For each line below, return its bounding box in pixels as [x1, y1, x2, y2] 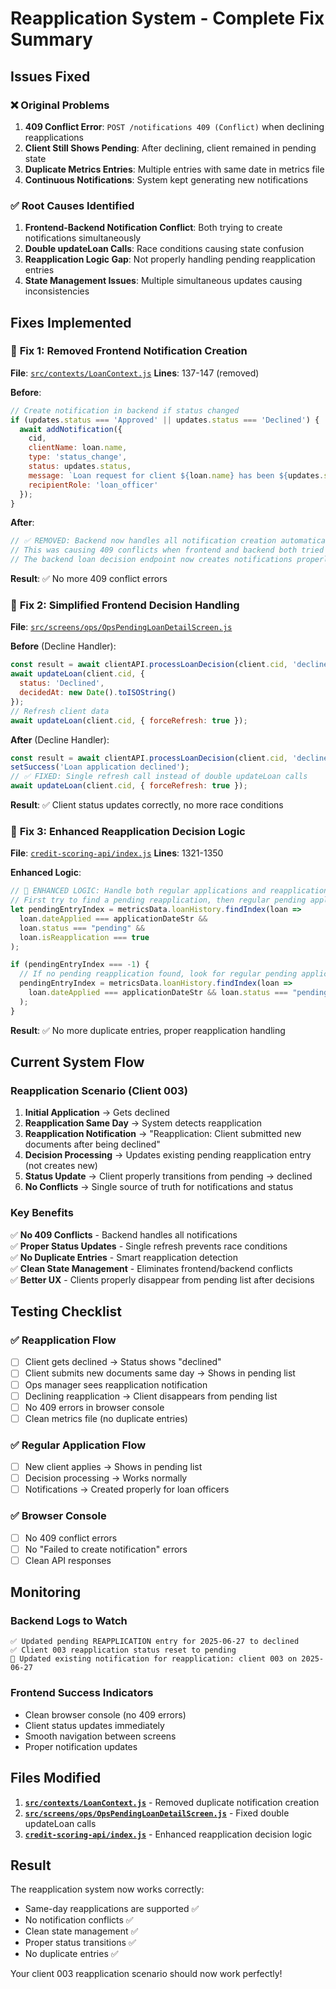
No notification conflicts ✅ [24, 1914, 134, 1926]
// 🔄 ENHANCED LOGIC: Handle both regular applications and [10, 886, 267, 896]
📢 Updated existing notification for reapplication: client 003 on [10, 1654, 298, 1664]
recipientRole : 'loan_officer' [28, 480, 159, 490]
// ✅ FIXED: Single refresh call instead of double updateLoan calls [10, 772, 308, 782]
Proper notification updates [24, 1740, 138, 1752]
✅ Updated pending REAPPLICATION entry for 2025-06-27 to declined [10, 1637, 300, 1647]
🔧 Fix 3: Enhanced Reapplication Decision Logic [10, 824, 246, 838]
